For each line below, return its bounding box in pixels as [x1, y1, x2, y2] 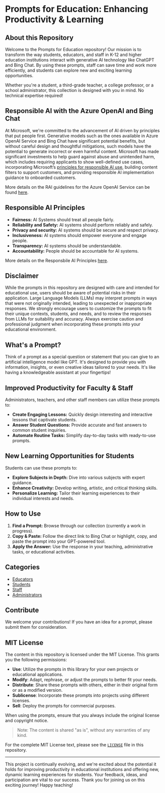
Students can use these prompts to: [5, 465, 78, 470]
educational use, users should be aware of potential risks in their [5, 290, 136, 296]
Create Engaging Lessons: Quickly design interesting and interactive [12, 411, 153, 417]
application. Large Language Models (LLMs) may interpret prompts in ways [5, 295, 157, 301]
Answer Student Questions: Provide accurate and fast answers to [12, 422, 147, 428]
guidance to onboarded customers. [5, 175, 77, 180]
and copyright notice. [5, 718, 49, 724]
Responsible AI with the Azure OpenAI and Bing [5, 107, 154, 115]
